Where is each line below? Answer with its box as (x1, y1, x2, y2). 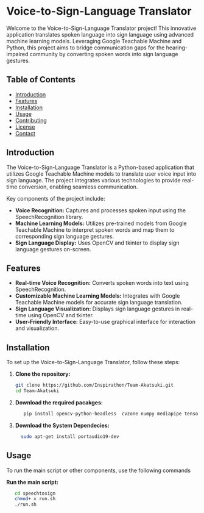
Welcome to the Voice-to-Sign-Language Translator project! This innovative (6, 24, 197, 32)
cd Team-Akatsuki (15, 388, 60, 394)
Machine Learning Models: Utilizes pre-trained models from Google (15, 220, 187, 227)
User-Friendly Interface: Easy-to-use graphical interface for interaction (15, 318, 196, 326)
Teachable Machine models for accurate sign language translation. (15, 299, 183, 306)
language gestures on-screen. (15, 245, 91, 253)
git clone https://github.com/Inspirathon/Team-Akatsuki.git (15, 382, 174, 389)
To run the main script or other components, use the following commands (6, 467, 191, 474)
